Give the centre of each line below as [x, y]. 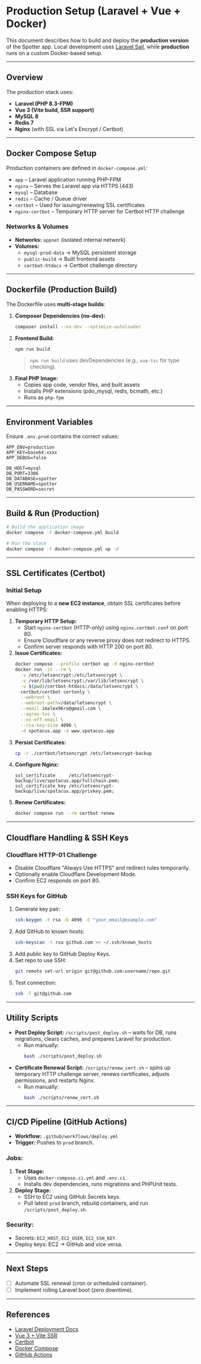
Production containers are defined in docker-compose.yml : [77, 168]
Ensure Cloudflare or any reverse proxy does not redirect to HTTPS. [107, 640]
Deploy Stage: [33, 1190]
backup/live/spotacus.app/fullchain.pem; [67, 781]
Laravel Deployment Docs [47, 1329]
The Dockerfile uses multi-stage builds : [56, 304]
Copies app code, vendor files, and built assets [82, 385]
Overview [25, 78]
